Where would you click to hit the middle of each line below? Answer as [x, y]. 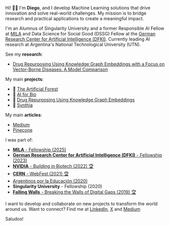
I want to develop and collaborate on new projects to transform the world [81, 204]
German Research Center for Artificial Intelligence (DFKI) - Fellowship [87, 155]
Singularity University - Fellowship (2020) [57, 186]
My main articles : [24, 115]
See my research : [24, 54]
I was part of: [19, 140]
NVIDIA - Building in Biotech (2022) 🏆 [53, 166]
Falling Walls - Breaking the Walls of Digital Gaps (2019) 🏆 [74, 192]
